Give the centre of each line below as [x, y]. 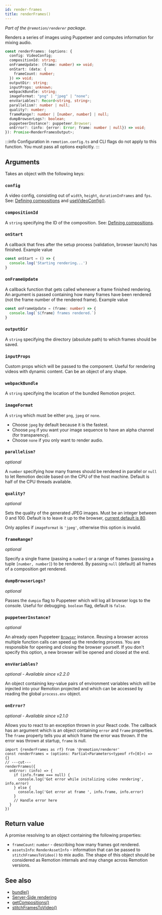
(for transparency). [31, 435]
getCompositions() [30, 902]
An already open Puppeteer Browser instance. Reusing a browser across [77, 637]
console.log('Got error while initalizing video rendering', [81, 779]
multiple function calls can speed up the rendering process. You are [73, 642]
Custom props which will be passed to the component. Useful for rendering [80, 366]
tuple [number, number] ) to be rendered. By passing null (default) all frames [81, 564]
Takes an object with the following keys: [45, 174]
